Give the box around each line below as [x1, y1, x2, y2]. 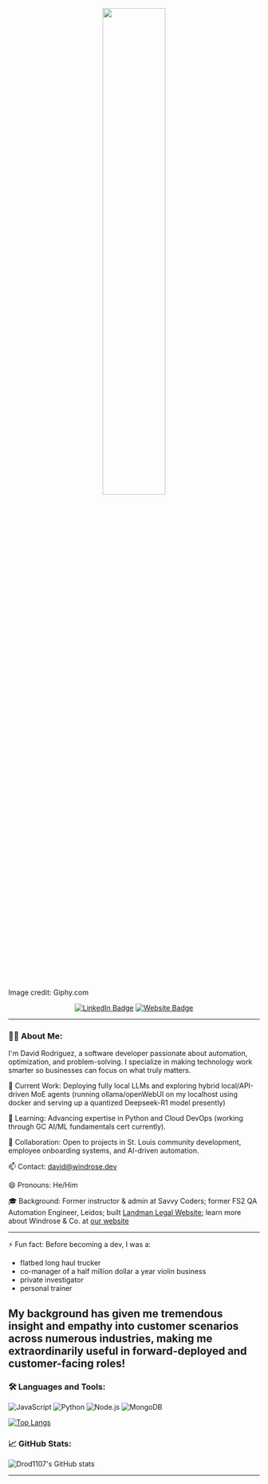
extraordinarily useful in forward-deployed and [8, 1344, 247, 1358]
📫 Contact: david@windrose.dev [8, 1161, 117, 1172]
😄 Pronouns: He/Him [8, 1181, 78, 1190]
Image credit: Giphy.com [8, 987, 89, 997]
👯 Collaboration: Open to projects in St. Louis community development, [8, 1138, 242, 1147]
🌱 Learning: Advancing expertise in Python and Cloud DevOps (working [8, 1114, 243, 1123]
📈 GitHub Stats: [8, 1438, 72, 1449]
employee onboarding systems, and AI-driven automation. [8, 1146, 199, 1156]
